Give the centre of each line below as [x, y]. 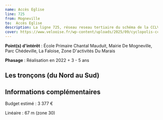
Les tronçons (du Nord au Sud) [52, 75]
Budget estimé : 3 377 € [29, 104]
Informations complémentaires [53, 92]
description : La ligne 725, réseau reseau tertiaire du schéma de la [77, 28]
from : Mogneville [23, 18]
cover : [12, 32]
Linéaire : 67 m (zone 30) [30, 113]
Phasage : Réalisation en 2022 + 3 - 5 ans [47, 60]
